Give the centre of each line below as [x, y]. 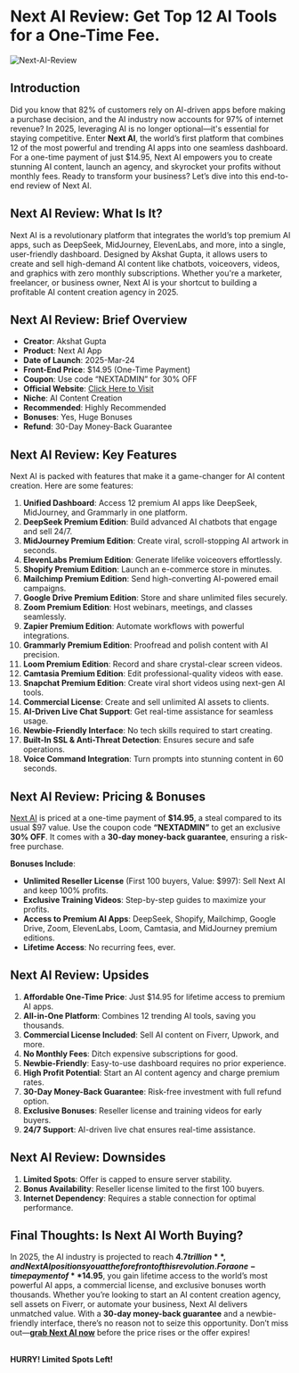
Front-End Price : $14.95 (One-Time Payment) [106, 370]
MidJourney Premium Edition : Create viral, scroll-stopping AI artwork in [155, 541]
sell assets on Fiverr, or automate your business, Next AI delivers [129, 1304]
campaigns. [44, 588]
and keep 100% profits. [66, 890]
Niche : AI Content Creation [73, 398]
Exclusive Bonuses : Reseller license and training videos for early [142, 1110]
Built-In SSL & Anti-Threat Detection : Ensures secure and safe [138, 740]
